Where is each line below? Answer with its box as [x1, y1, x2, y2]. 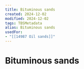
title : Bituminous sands [5, 7, 55, 12]
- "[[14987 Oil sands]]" [5, 34, 55, 39]
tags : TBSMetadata [5, 20, 42, 26]
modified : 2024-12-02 [5, 16, 49, 21]
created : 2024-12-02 [5, 12, 47, 17]
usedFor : [5, 30, 23, 34]
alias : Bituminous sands [5, 25, 55, 30]
